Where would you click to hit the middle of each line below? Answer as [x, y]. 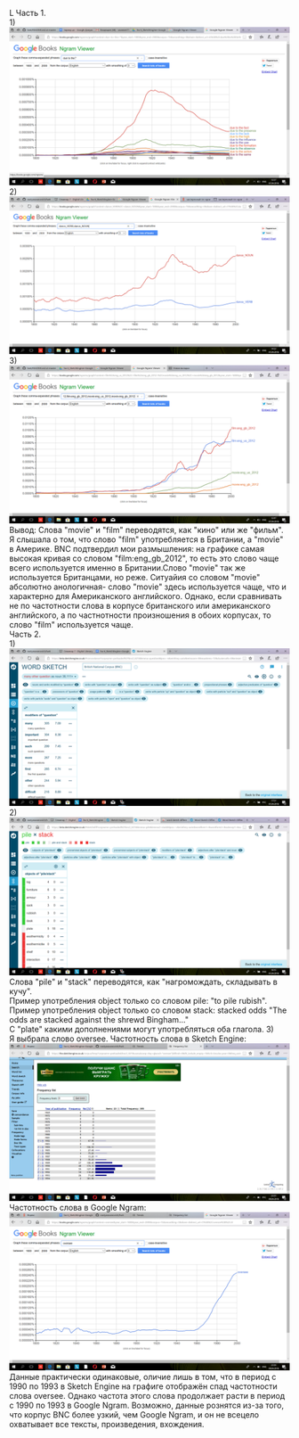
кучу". [21, 991]
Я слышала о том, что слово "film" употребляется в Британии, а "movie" [146, 539]
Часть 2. [25, 634]
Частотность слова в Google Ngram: [78, 1208]
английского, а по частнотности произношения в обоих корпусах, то [140, 615]
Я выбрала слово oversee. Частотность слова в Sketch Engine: [128, 1039]
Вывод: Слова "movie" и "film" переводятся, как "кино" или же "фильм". [146, 530]
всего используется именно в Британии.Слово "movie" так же [128, 567]
